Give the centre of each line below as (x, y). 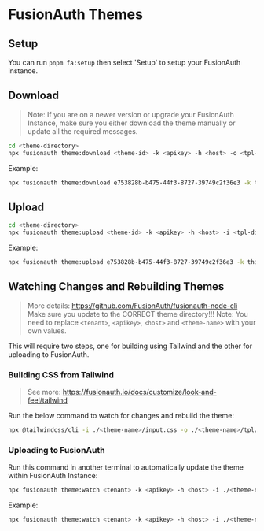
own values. (47, 330)
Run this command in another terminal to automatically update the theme (126, 467)
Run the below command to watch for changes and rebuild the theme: (121, 415)
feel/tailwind (48, 400)
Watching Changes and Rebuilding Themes (116, 286)
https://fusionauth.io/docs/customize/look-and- (140, 392)
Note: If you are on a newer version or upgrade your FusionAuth (130, 114)
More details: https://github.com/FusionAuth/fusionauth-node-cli (132, 306)
